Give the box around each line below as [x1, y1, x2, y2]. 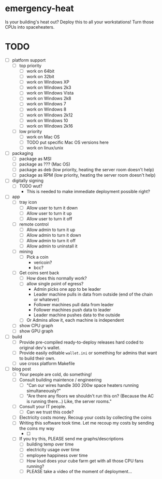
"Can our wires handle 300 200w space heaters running [26, 382, 139, 388]
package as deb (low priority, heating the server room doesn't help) [19, 167, 154, 173]
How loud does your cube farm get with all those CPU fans [26, 458, 144, 463]
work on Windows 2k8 [26, 96, 72, 101]
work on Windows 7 [26, 101, 66, 107]
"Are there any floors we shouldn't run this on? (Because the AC [26, 393, 154, 398]
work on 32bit [26, 74, 55, 80]
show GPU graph [19, 328, 54, 334]
